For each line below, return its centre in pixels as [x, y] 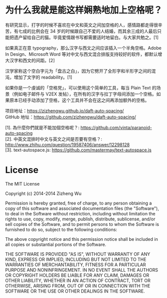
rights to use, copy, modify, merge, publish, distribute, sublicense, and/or [80, 219]
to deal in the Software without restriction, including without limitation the [80, 213]
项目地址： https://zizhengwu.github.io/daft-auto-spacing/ [65, 110]
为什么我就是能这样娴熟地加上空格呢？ [84, 10]
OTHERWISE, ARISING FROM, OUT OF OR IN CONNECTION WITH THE [78, 286]
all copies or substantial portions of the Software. [56, 244]
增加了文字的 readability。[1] [43, 77]
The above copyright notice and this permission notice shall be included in [82, 239]
